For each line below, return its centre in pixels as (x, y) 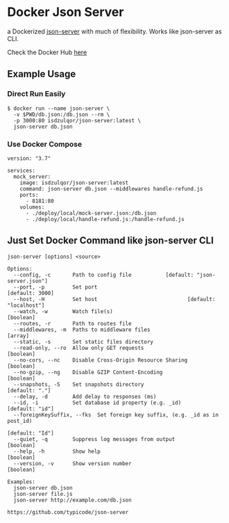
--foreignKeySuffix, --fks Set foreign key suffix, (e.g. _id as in (116, 415)
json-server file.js (43, 494)
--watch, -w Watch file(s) (63, 311)
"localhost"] (26, 305)
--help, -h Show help (57, 451)
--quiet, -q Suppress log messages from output (94, 439)
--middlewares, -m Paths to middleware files (82, 330)
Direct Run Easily (36, 94)
